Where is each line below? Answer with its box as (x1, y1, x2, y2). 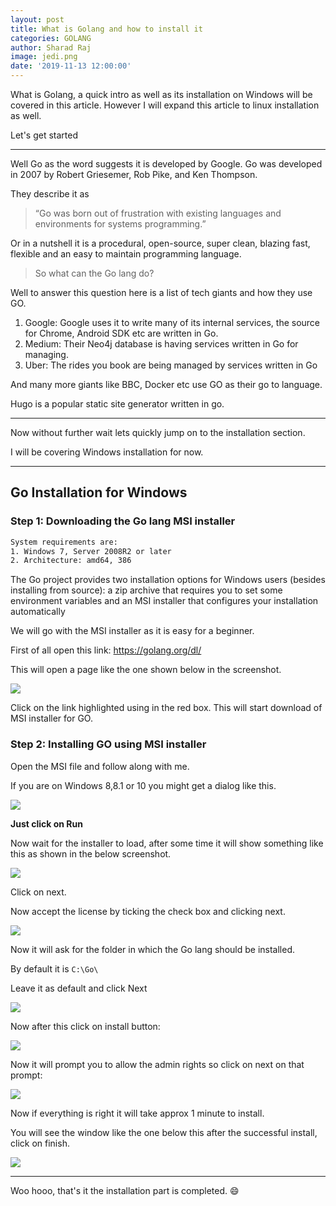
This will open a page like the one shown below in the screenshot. (10, 664, 282, 676)
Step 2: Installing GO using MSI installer (10, 737, 207, 751)
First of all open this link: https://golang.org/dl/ (10, 644, 202, 656)
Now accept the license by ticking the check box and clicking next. (10, 905, 286, 917)
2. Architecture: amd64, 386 (10, 556, 132, 566)
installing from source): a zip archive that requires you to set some (10, 584, 283, 596)
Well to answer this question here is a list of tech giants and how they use (10, 287, 313, 298)
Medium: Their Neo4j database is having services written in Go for (24, 338, 299, 350)
